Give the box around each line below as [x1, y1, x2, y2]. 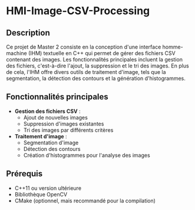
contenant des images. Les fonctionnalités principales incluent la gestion [6, 56, 183, 63]
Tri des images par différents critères [23, 126, 114, 134]
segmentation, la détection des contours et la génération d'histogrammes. [6, 75, 186, 82]
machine [6, 50, 28, 57]
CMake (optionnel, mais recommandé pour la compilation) [14, 197, 156, 204]
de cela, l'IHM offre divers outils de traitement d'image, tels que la [6, 69, 166, 75]
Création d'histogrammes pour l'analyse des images [23, 151, 150, 159]
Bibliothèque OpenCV [14, 190, 68, 198]
